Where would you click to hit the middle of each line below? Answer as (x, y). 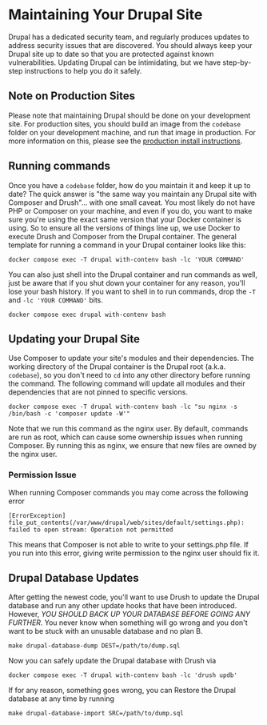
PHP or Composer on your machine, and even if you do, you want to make (130, 210)
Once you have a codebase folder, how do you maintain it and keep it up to (130, 185)
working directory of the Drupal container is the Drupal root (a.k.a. (117, 367)
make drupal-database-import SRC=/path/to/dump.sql (96, 714)
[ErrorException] (37, 515)
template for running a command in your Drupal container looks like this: (127, 245)
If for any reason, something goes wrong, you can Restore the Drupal (122, 691)
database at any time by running (61, 699)
